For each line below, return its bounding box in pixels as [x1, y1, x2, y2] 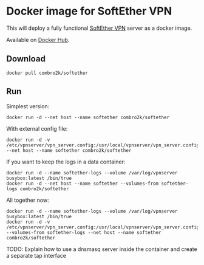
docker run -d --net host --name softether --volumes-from [6, 181, 159, 187]
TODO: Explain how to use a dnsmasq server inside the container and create [6, 245, 197, 253]
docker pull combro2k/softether [6, 70, 88, 76]
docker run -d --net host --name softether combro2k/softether [6, 114, 170, 120]
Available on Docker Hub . [6, 36, 70, 43]
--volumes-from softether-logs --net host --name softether [6, 229, 162, 235]
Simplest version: [6, 102, 50, 110]
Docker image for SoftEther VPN [6, 4, 172, 18]
